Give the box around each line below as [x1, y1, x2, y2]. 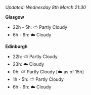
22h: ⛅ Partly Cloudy [12, 54, 58, 60]
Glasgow [5, 14, 24, 20]
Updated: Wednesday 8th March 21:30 [5, 5, 86, 10]
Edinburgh [5, 43, 28, 50]
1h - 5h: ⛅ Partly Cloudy [12, 76, 64, 82]
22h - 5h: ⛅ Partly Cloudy [12, 24, 67, 30]
